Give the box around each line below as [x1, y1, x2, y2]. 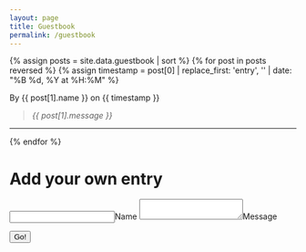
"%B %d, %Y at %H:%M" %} [9, 75, 119, 86]
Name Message [115, 211, 278, 222]
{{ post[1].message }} [31, 110, 113, 121]
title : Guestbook [9, 22, 76, 31]
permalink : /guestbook [9, 30, 96, 39]
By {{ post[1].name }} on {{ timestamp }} [9, 92, 160, 103]
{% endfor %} [9, 136, 62, 147]
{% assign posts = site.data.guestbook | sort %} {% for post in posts [9, 56, 267, 67]
